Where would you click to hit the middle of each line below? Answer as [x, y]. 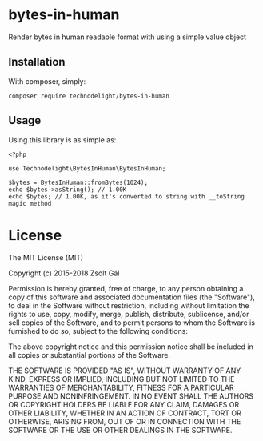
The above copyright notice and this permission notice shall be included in [131, 347]
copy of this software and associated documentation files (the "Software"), [132, 297]
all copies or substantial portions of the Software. [89, 355]
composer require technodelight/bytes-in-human [89, 96]
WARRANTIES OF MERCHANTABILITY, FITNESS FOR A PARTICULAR [121, 387]
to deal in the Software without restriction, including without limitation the [129, 305]
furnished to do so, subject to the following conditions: [98, 331]
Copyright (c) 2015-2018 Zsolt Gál [64, 273]
